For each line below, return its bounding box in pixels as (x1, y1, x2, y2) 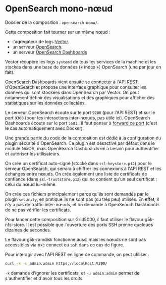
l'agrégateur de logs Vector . (12, 38, 69, 45)
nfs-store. (5, 222, 26, 228)
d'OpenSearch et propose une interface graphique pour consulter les (5, 84, 147, 90)
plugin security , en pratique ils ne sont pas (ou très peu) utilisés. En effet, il (5, 196, 159, 202)
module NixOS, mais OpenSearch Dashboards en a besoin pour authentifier (5, 145, 160, 151)
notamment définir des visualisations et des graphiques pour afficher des (5, 95, 155, 101)
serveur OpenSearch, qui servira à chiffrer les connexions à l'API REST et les (5, 166, 162, 171)
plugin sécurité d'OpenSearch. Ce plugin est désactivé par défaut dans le (5, 140, 155, 146)
